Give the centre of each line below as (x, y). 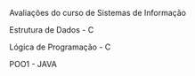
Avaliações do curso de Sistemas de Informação (98, 13)
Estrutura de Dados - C (52, 30)
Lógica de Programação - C (60, 47)
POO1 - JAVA (33, 64)
